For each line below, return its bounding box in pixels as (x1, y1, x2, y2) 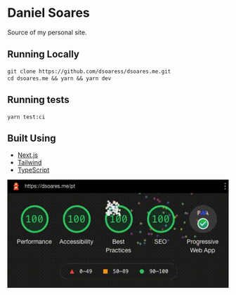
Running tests (7, 94, 70, 106)
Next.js (17, 151, 39, 159)
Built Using (7, 132, 56, 144)
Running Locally (7, 48, 79, 60)
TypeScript (17, 166, 50, 174)
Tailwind (17, 158, 42, 167)
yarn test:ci (7, 114, 46, 121)
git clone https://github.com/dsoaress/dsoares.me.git (7, 68, 171, 75)
